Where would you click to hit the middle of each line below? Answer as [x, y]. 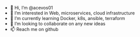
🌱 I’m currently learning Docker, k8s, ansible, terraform [68, 18]
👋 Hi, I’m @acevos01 [32, 8]
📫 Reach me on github [34, 29]
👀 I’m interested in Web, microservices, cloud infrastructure [72, 13]
